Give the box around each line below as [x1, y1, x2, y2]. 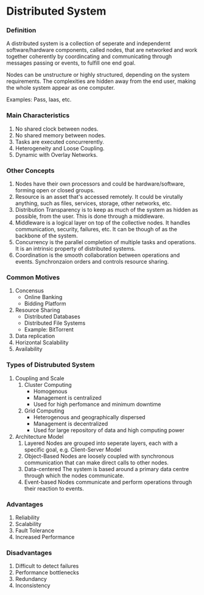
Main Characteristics [6, 111, 70, 120]
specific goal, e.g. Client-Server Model [24, 445, 122, 453]
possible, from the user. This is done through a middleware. [15, 212, 164, 220]
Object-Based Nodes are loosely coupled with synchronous [24, 452, 174, 460]
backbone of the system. [15, 232, 78, 239]
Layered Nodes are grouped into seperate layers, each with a [24, 439, 178, 447]
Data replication [15, 333, 55, 340]
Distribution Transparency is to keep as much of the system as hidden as [15, 206, 199, 214]
